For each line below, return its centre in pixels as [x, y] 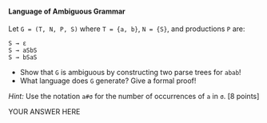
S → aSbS [23, 51]
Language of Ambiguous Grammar [67, 11]
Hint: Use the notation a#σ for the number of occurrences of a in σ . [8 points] [134, 97]
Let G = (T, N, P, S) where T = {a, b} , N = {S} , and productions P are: [127, 29]
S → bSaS [23, 58]
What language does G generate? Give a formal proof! [108, 81]
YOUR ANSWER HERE [44, 112]
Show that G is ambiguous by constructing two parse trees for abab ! [130, 73]
